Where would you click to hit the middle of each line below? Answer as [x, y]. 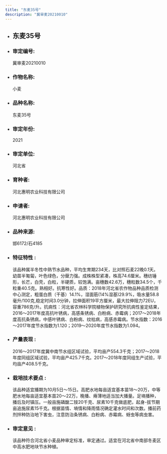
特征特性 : [24, 258]
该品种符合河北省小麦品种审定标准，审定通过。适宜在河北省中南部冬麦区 [86, 441]
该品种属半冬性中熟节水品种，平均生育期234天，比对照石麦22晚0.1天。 [85, 269]
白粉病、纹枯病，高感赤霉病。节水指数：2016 [116, 319]
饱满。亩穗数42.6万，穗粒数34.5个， [120, 282]
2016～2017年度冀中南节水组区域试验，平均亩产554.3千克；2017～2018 [86, 351]
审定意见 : [24, 429]
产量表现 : [24, 340]
